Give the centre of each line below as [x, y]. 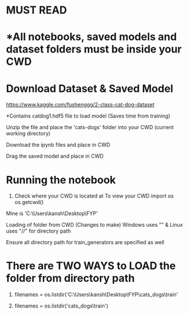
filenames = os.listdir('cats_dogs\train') [61, 306]
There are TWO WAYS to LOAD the [91, 266]
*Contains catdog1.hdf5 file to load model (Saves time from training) [88, 116]
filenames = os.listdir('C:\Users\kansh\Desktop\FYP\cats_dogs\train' [96, 295]
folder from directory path [71, 278]
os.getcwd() [29, 202]
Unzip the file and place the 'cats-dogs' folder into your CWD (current [90, 127]
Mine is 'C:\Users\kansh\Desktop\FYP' [52, 213]
